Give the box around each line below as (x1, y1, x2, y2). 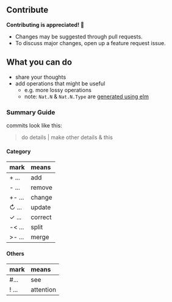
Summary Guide (6, 108, 56, 117)
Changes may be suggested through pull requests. (15, 33, 143, 40)
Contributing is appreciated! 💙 (6, 21, 84, 28)
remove (30, 183, 53, 192)
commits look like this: (6, 121, 62, 129)
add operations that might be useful (15, 79, 106, 87)
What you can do (6, 57, 72, 68)
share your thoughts (15, 73, 66, 81)
